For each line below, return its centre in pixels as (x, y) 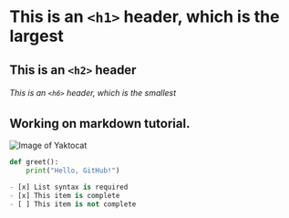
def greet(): (34, 162)
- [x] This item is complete (65, 195)
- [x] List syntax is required (69, 187)
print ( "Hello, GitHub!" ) (73, 171)
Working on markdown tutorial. (100, 124)
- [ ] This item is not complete (73, 204)
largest (36, 36)
